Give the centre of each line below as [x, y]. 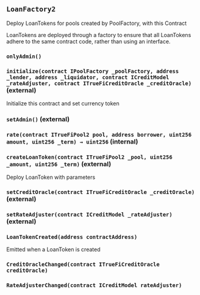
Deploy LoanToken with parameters [51, 177]
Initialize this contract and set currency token [63, 103]
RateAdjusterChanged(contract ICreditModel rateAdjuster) [94, 286]
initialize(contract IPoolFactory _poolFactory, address [93, 71]
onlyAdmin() [24, 56]
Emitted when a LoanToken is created [53, 249]
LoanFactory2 [31, 9]
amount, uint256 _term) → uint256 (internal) [72, 141]
